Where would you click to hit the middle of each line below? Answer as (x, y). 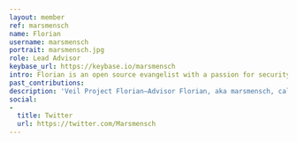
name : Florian (35, 34)
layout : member (37, 17)
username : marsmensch (49, 42)
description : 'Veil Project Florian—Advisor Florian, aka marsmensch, (142, 91)
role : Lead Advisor (45, 58)
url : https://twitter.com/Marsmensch (87, 124)
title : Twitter (45, 116)
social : (23, 99)
